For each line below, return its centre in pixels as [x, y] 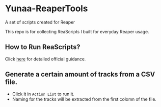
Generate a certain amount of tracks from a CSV [80, 74]
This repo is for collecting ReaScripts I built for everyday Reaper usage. [77, 31]
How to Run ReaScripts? [43, 47]
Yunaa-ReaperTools [47, 9]
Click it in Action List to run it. [43, 94]
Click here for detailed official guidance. [45, 59]
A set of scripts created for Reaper [40, 22]
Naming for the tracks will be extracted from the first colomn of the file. [84, 99]
